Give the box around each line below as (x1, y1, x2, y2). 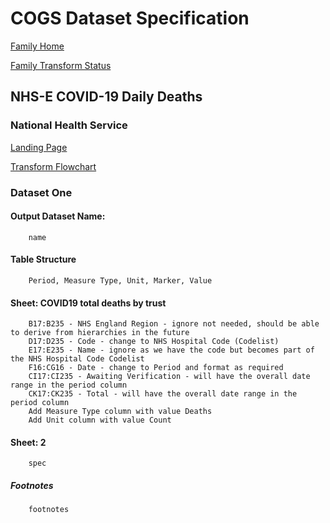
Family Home (10, 40, 65, 52)
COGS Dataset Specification (10, 7, 250, 30)
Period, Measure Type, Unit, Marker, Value (28, 275, 213, 286)
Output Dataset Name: (10, 210, 106, 222)
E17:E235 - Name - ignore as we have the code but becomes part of (28, 345, 315, 356)
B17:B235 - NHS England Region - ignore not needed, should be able (28, 319, 320, 329)
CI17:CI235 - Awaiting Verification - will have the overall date (28, 372, 311, 382)
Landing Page (10, 141, 68, 153)
